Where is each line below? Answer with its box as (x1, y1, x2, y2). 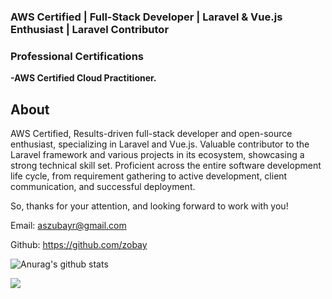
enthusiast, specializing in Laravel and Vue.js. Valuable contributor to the (10, 138, 310, 150)
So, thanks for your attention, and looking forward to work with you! (10, 200, 289, 212)
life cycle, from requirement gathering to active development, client (10, 170, 288, 182)
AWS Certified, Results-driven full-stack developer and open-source (10, 128, 293, 140)
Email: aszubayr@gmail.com (10, 220, 127, 232)
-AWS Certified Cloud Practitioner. (10, 72, 157, 84)
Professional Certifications (10, 49, 144, 63)
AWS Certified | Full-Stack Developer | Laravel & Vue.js (10, 10, 283, 24)
